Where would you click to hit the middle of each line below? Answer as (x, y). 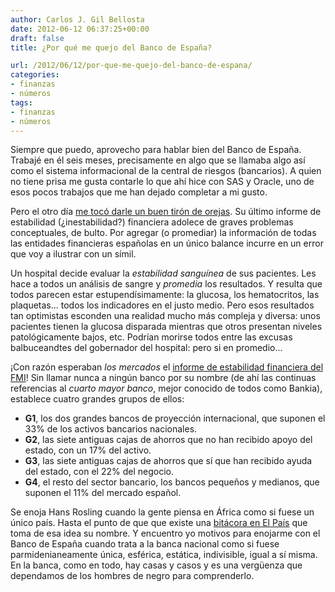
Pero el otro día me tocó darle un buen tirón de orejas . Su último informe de (166, 212)
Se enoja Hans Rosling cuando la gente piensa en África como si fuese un (162, 512)
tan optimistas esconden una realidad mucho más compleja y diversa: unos (165, 316)
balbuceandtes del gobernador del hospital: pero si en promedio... (146, 348)
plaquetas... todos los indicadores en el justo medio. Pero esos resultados (162, 305)
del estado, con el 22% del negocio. (99, 472)
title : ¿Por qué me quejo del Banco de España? (111, 47)
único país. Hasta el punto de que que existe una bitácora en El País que (159, 523)
